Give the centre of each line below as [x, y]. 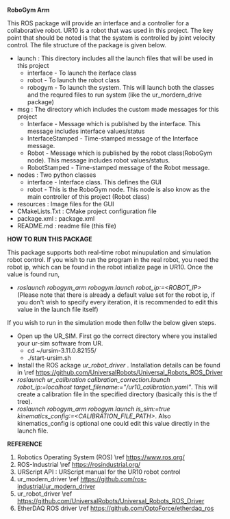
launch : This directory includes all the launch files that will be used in [115, 58]
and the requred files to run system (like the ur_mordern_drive [114, 95]
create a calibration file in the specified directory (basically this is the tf [117, 394]
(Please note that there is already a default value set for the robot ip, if [116, 295]
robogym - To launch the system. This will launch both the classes [120, 87]
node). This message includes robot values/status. [99, 160]
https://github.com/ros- [114, 479]
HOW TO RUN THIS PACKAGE [50, 239]
